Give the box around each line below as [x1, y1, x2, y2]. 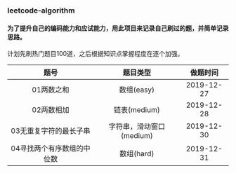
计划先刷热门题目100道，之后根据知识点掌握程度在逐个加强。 [7, 50, 184, 58]
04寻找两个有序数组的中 [11, 144, 91, 153]
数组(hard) [119, 149, 155, 159]
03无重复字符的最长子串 [11, 126, 91, 136]
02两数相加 [32, 105, 70, 115]
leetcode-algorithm [7, 6, 75, 15]
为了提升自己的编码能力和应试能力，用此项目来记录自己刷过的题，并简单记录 [7, 24, 229, 32]
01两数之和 [32, 85, 70, 95]
